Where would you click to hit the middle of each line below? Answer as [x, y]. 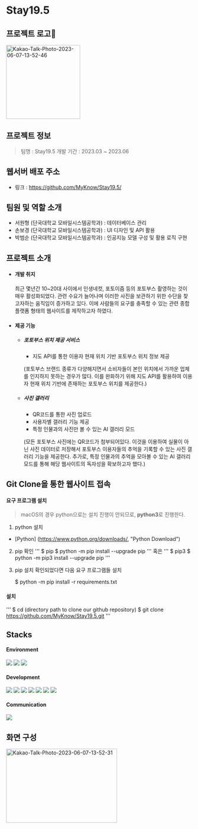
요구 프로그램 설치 [27, 500]
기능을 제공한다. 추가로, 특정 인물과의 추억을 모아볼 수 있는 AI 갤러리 [113, 456]
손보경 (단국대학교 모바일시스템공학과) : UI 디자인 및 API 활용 [85, 230]
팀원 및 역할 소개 [34, 208]
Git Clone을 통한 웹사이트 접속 [59, 484]
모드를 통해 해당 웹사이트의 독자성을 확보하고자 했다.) [85, 464]
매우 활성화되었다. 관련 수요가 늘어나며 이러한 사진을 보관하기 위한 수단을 [98, 296]
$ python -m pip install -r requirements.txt [66, 582]
